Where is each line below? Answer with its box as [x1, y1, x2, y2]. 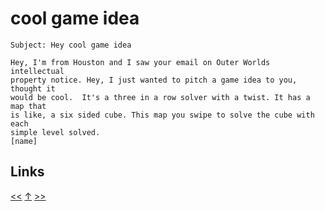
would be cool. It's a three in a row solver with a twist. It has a [10, 92, 311, 102]
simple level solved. [10, 127, 101, 137]
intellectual [10, 66, 65, 76]
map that [10, 101, 47, 111]
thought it [10, 83, 56, 94]
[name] [10, 136, 38, 146]
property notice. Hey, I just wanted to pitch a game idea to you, [10, 75, 298, 85]
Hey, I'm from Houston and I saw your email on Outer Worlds [10, 57, 271, 67]
